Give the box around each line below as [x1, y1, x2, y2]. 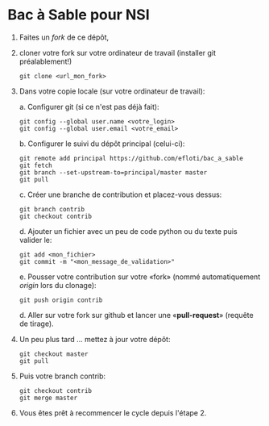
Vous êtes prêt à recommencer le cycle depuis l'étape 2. [19, 407, 207, 417]
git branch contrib [19, 205, 85, 213]
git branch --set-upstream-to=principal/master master [19, 168, 208, 177]
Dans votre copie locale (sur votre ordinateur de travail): [19, 86, 205, 96]
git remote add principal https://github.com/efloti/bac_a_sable [19, 154, 243, 162]
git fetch [19, 161, 53, 169]
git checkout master [19, 349, 89, 358]
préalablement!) [19, 56, 72, 66]
